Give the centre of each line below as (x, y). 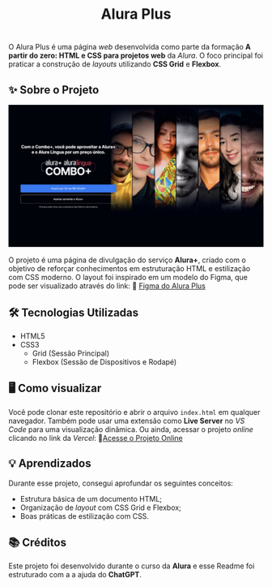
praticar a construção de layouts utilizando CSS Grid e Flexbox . (115, 64)
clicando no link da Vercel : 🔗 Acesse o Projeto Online (96, 438)
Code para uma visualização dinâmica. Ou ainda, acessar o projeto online (131, 429)
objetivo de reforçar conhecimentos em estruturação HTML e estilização (130, 269)
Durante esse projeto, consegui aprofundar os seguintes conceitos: (121, 483)
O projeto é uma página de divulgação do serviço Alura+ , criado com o (127, 260)
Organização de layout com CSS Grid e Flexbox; (101, 507)
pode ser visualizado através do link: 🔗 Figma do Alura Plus (107, 286)
